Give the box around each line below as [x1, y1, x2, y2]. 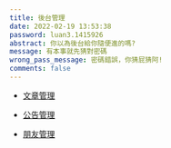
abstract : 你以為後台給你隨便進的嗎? [9, 38, 136, 48]
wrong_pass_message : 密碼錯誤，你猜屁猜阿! [9, 55, 164, 64]
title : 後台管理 [9, 13, 65, 23]
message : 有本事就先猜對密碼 [9, 47, 107, 56]
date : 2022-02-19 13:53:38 [9, 22, 112, 31]
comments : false [9, 64, 71, 74]
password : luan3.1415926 [9, 30, 104, 39]
